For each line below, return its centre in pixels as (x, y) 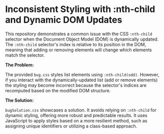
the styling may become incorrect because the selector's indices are (76, 85)
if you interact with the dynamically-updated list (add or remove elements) (81, 80)
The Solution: (19, 100)
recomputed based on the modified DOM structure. (58, 90)
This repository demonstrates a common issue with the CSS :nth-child (79, 34)
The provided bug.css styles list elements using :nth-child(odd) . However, (82, 74)
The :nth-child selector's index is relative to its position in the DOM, (76, 44)
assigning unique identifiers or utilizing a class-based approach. (71, 126)
